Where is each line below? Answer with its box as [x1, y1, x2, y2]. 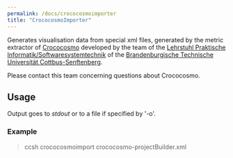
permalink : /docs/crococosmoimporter [7, 10, 117, 17]
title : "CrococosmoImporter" [7, 17, 92, 24]
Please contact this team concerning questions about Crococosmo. [7, 71, 200, 80]
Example [7, 127, 38, 137]
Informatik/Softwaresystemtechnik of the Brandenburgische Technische [7, 50, 214, 59]
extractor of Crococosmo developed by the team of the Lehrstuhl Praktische [7, 43, 226, 51]
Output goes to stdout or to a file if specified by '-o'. [7, 109, 156, 118]
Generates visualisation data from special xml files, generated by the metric [7, 35, 224, 44]
